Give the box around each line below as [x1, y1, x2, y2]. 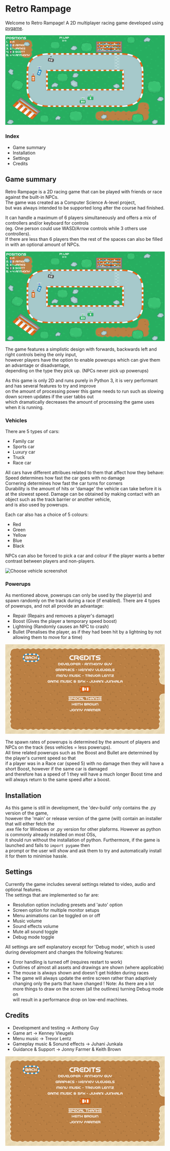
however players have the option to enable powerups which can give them [5, 357, 160, 363]
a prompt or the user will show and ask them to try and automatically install [5, 847, 162, 854]
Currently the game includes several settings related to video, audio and [5, 881, 156, 887]
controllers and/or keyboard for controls [5, 220, 89, 226]
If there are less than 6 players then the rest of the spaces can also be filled [5, 236, 163, 242]
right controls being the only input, [5, 352, 77, 358]
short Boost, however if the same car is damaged [5, 766, 108, 772]
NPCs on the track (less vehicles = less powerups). [5, 744, 112, 750]
